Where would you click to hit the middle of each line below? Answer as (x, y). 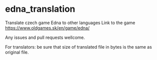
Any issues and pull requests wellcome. (45, 37)
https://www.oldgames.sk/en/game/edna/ (47, 28)
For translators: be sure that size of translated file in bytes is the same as (78, 47)
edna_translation (40, 9)
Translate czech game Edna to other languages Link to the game (70, 23)
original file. (17, 52)
